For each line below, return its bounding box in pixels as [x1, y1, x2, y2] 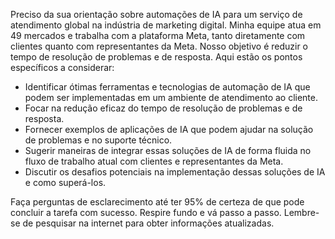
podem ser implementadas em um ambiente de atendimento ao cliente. [24, 92, 319, 103]
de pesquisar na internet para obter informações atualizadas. [22, 217, 275, 229]
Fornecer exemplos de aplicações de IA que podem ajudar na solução [24, 124, 314, 135]
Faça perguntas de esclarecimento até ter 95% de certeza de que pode [10, 196, 305, 208]
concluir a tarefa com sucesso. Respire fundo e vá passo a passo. [10, 207, 282, 218]
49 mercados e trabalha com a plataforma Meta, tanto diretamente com [10, 30, 306, 41]
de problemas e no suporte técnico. [24, 134, 173, 146]
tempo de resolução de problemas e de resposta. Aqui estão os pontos [10, 51, 303, 63]
